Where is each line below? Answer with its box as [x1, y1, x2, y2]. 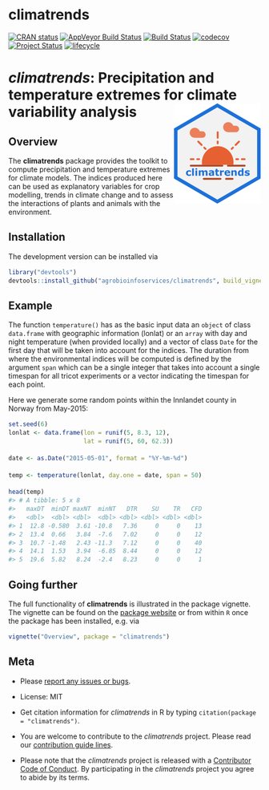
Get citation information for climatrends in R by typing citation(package [19, 707, 257, 717]
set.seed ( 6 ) [8, 420, 48, 428]
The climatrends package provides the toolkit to [8, 156, 168, 165]
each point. [8, 379, 46, 390]
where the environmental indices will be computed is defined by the [8, 354, 232, 364]
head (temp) [8, 488, 45, 496]
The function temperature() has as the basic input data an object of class [8, 320, 251, 330]
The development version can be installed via [8, 251, 159, 261]
